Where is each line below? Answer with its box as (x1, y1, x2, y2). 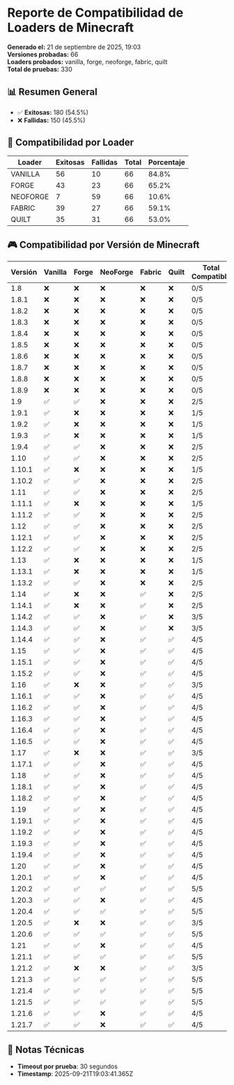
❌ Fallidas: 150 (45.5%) (17, 116, 86, 124)
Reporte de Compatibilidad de (7, 5, 184, 21)
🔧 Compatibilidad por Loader (7, 137, 134, 149)
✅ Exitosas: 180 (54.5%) (17, 108, 89, 116)
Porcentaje (148, 157, 186, 167)
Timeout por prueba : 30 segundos (17, 1062, 118, 1071)
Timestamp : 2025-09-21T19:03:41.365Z (17, 1070, 134, 1078)
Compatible (191, 272, 231, 282)
